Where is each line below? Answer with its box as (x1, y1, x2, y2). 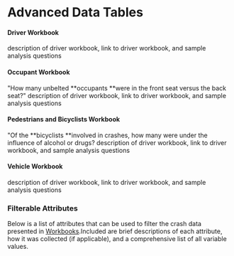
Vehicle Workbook (7, 162, 63, 171)
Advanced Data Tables (7, 4, 144, 21)
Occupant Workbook (7, 68, 70, 76)
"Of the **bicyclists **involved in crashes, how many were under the (7, 131, 208, 139)
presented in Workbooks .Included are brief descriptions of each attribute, (7, 227, 223, 235)
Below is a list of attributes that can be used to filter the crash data (7, 220, 202, 228)
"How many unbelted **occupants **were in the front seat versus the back (7, 83, 227, 92)
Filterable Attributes (7, 203, 78, 213)
